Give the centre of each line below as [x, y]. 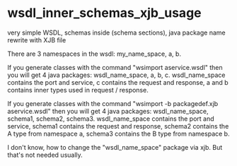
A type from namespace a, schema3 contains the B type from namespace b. [118, 134]
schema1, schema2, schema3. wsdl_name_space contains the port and [111, 119]
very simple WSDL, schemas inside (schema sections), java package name [116, 32]
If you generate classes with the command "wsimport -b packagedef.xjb [113, 103]
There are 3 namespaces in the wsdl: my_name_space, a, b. [94, 54]
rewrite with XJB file [37, 40]
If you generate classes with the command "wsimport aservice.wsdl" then [115, 67]
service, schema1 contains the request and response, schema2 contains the [118, 126]
